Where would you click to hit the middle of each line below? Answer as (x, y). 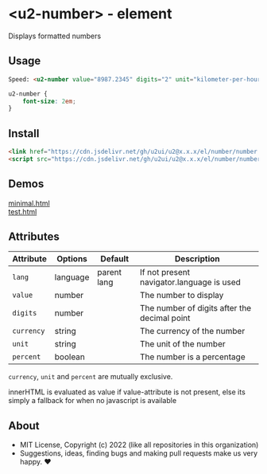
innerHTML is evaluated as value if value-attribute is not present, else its (127, 392)
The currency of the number (193, 331)
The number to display (182, 296)
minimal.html (29, 203)
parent (109, 272)
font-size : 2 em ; (50, 101)
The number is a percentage (193, 357)
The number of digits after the (196, 308)
